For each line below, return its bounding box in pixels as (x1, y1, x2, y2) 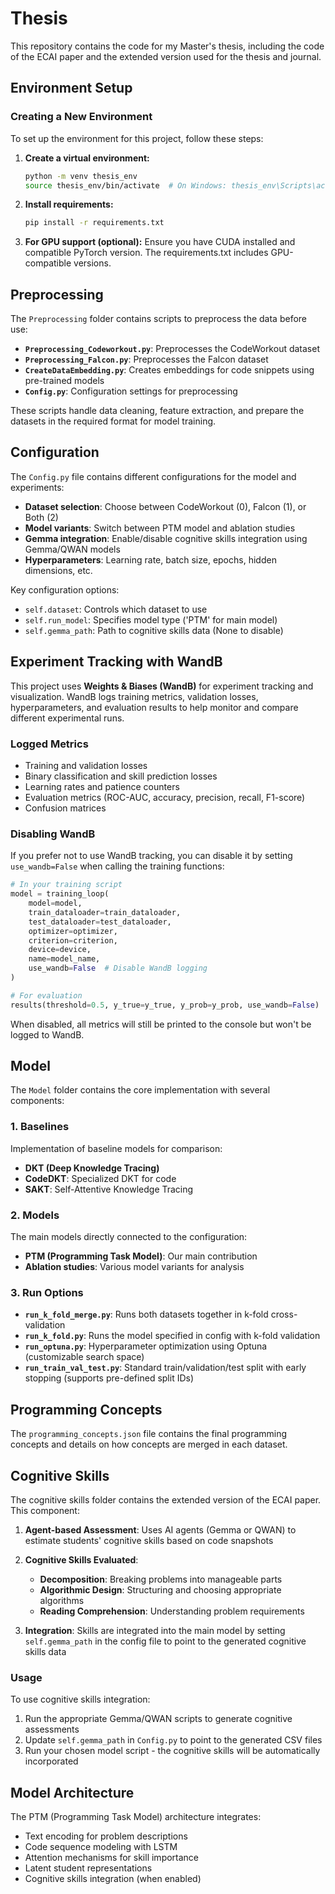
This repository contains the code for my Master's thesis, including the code (10, 40, 325, 52)
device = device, (28, 945, 92, 955)
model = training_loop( (10, 889, 110, 899)
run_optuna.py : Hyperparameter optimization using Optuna (24, 1340, 268, 1352)
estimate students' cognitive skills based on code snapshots (24, 1534, 274, 1546)
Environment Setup (10, 80, 133, 97)
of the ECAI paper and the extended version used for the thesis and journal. (10, 50, 322, 62)
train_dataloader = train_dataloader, (28, 907, 182, 917)
